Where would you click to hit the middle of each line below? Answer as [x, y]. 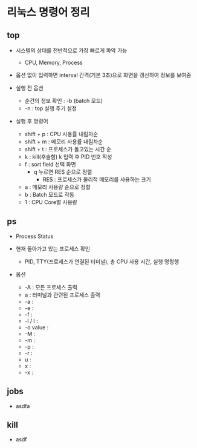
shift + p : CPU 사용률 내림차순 [61, 134]
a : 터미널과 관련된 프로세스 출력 [62, 295]
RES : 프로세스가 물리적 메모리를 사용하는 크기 [97, 180]
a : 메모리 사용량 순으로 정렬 [57, 187]
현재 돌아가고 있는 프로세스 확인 [53, 248]
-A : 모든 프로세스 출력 [51, 287]
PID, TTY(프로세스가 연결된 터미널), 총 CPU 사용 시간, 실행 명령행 [102, 262]
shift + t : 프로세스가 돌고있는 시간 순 [68, 149]
